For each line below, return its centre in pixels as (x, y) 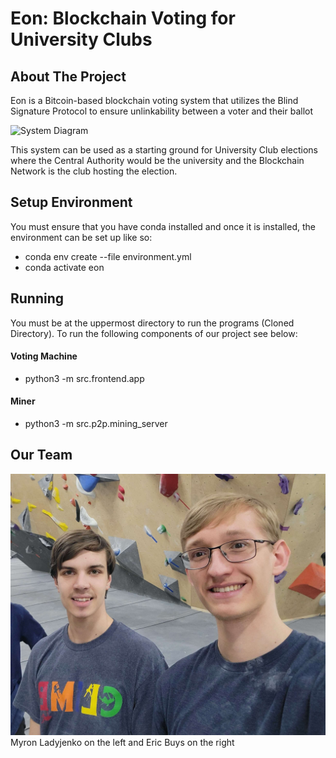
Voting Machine (44, 356)
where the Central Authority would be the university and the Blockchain (157, 160)
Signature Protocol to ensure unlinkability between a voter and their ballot (162, 111)
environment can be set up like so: (81, 237)
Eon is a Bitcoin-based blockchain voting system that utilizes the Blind (154, 100)
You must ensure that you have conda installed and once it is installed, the (163, 226)
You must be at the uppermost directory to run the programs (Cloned (152, 323)
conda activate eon (64, 267)
